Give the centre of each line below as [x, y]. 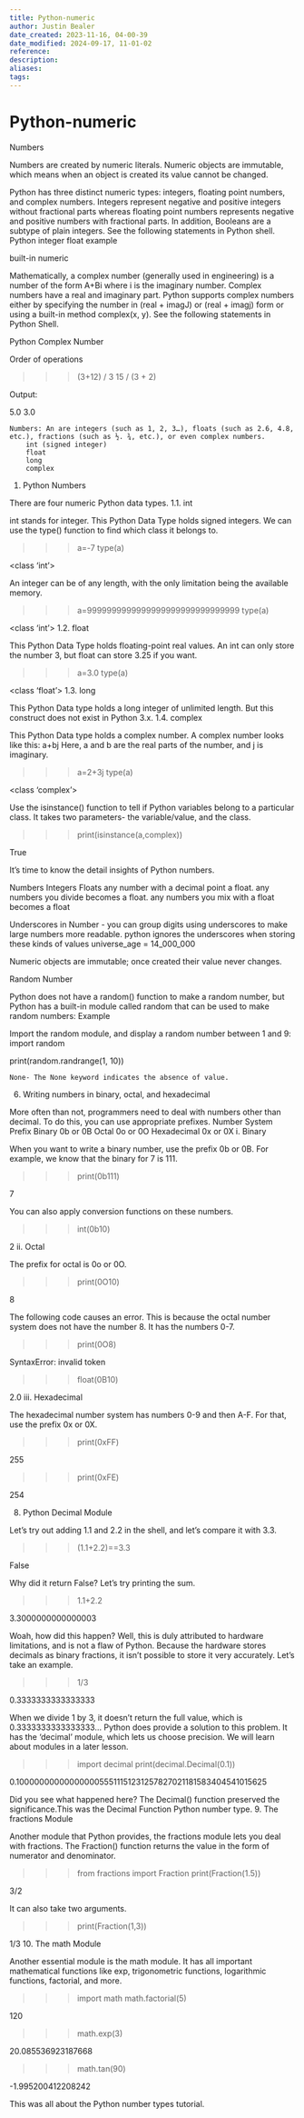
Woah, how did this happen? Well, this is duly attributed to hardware [137, 1635]
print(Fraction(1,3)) [112, 1926]
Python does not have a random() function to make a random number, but [147, 996]
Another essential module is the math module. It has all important [131, 1961]
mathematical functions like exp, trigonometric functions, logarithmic [138, 1971]
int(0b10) [93, 1229]
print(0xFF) [98, 1442]
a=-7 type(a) [101, 547]
